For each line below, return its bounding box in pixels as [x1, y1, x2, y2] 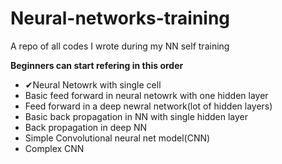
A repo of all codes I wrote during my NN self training [10, 40, 230, 52]
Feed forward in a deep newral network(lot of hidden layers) [24, 100, 273, 112]
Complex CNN [24, 142, 85, 154]
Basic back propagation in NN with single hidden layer [24, 110, 248, 122]
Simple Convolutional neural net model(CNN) [24, 132, 211, 144]
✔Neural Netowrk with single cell [24, 78, 162, 91]
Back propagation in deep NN [24, 121, 148, 133]
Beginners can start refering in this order [10, 59, 184, 71]
